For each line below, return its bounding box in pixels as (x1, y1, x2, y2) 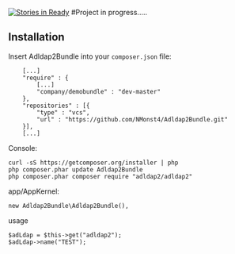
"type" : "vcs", (36, 108, 90, 117)
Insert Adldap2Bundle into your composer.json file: (8, 52, 172, 61)
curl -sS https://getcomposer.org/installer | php (8, 159, 179, 167)
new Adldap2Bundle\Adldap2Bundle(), (8, 202, 129, 210)
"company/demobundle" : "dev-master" (36, 87, 161, 95)
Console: (8, 143, 38, 152)
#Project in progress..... (70, 8, 148, 17)
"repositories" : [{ (22, 102, 90, 110)
